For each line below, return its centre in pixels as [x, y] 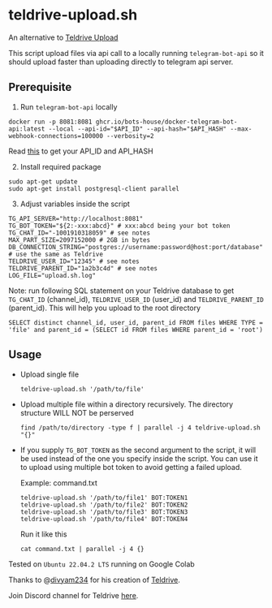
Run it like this [43, 534]
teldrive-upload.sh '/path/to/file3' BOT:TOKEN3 [104, 512]
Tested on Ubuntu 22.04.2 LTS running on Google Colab [101, 564]
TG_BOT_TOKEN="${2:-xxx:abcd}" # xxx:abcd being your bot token [119, 226]
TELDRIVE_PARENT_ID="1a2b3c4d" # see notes [83, 268]
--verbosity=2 [130, 136]
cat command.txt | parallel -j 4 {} [82, 549]
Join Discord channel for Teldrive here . [73, 595]
